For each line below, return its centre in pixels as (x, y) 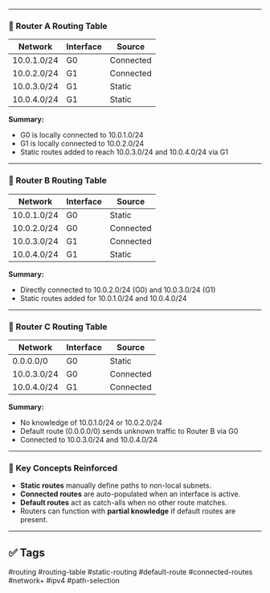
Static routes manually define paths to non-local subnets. (115, 486)
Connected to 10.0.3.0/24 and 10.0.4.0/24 (89, 439)
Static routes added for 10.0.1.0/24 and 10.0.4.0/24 (103, 298)
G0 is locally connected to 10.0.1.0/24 (82, 135)
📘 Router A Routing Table (58, 26)
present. (34, 520)
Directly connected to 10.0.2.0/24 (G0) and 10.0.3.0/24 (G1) (118, 290)
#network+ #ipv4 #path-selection (64, 581)
